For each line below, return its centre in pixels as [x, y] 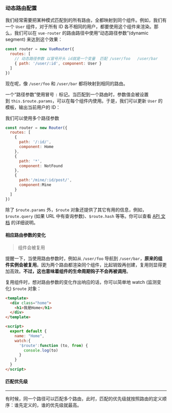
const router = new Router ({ [36, 128]
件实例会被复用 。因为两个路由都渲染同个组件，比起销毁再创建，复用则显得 [84, 264]
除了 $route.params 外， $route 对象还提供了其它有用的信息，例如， [76, 210]
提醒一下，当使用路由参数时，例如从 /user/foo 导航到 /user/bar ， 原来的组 [84, 258]
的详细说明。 [25, 222]
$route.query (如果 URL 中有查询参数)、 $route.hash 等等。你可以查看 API [83, 216]
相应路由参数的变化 [26, 235]
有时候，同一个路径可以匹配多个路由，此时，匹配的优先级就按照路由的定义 [84, 399]
